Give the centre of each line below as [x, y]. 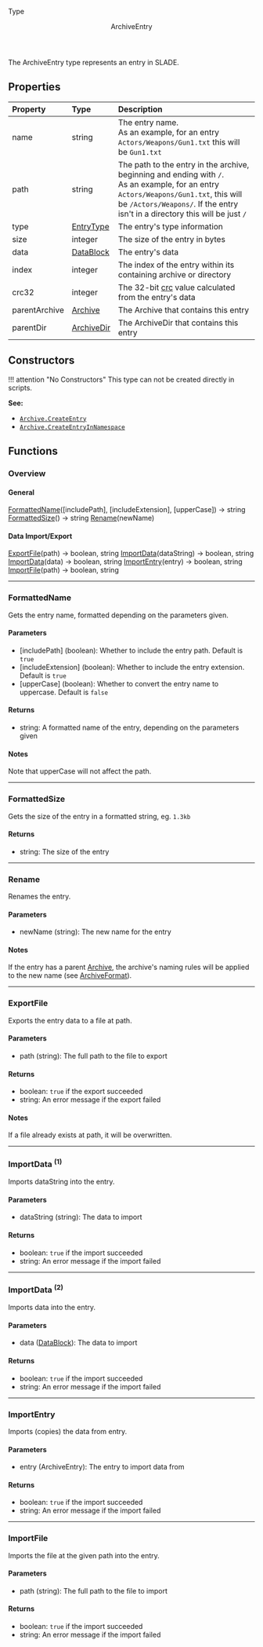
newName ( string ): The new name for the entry [95, 932]
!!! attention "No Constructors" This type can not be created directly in [121, 379]
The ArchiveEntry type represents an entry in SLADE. [94, 62]
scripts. [20, 387]
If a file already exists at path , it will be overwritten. [90, 1135]
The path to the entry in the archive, [184, 164]
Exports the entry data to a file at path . [70, 1020]
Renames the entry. [40, 897]
